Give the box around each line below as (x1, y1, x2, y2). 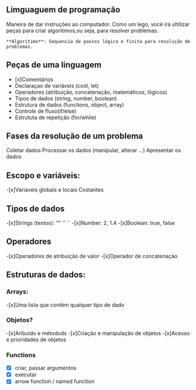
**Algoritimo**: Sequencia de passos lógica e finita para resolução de (6, 38, 191, 44)
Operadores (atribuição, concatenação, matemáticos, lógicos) (14, 88, 167, 95)
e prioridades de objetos (6, 336, 67, 343)
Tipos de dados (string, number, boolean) (14, 95, 117, 102)
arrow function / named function (14, 378, 95, 385)
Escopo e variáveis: (6, 170, 80, 181)
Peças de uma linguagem (6, 60, 102, 70)
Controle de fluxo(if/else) (14, 107, 76, 114)
